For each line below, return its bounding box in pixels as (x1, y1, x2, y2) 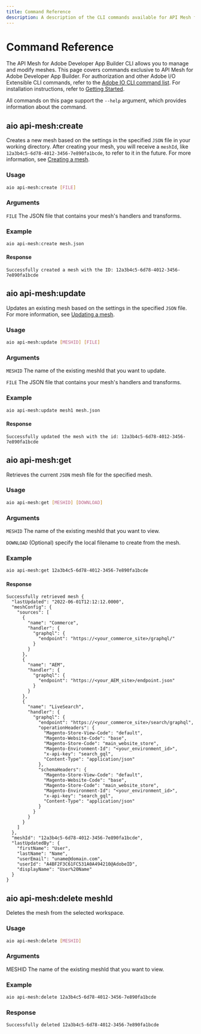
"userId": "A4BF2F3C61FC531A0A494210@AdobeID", (17, 861, 138, 867)
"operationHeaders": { (38, 725, 95, 731)
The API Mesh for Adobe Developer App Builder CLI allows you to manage (6, 60, 189, 67)
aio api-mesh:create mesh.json (6, 241, 84, 247)
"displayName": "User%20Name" (17, 867, 93, 873)
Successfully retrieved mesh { (6, 594, 84, 600)
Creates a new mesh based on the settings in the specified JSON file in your (6, 137, 191, 144)
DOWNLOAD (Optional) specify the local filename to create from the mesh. (6, 539, 181, 546)
